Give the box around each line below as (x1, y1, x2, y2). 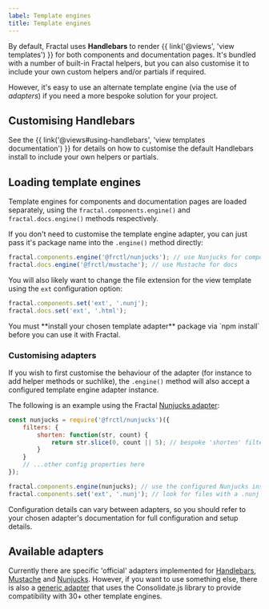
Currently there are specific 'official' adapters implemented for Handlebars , (8, 566, 256, 575)
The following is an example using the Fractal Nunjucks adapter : (8, 400, 220, 409)
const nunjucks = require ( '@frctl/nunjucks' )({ (8, 416, 171, 424)
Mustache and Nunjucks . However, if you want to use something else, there (8, 575, 258, 584)
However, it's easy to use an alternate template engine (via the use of (8, 82, 237, 92)
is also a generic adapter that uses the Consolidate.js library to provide (8, 583, 242, 593)
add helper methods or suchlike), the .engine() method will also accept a (8, 376, 251, 385)
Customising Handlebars (8, 114, 135, 127)
